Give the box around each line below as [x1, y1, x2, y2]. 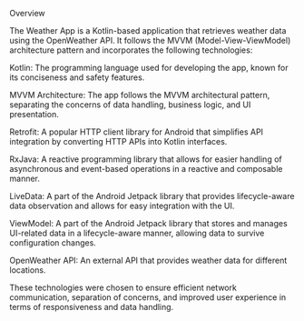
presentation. [9, 109, 59, 119]
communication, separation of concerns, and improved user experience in [9, 292, 287, 303]
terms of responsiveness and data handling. [9, 302, 174, 312]
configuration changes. [9, 237, 97, 248]
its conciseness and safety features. [9, 72, 145, 83]
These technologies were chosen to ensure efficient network [9, 282, 238, 293]
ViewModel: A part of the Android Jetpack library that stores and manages [9, 218, 288, 228]
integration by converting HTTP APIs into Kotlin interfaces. [9, 136, 228, 146]
